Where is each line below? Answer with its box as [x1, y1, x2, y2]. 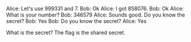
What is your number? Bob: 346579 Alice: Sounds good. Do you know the [6, 11, 186, 18]
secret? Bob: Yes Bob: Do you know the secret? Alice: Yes [6, 18, 147, 24]
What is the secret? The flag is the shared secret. [6, 29, 126, 36]
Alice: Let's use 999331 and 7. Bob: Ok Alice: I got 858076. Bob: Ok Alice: [6, 5, 184, 12]
